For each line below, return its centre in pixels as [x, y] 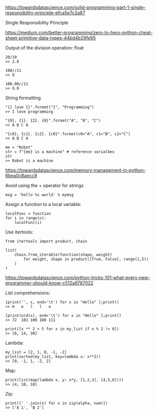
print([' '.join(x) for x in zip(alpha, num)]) [57, 403]
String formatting [23, 98]
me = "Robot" [19, 147]
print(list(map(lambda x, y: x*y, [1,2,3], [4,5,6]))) [65, 380]
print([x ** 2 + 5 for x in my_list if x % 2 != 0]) [62, 329]
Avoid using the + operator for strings [44, 185]
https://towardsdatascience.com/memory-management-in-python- [75, 170]
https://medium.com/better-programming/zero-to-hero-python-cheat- [79, 32]
